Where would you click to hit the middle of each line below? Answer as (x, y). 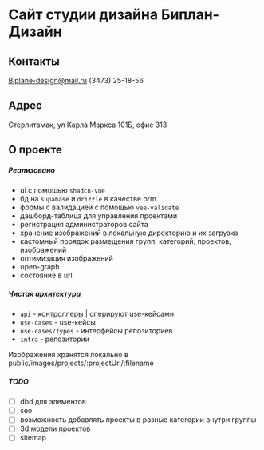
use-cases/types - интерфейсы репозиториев (96, 331)
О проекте (35, 150)
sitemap (33, 438)
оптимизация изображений (67, 258)
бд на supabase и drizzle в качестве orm (88, 199)
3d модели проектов (55, 428)
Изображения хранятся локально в (69, 355)
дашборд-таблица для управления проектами (99, 216)
